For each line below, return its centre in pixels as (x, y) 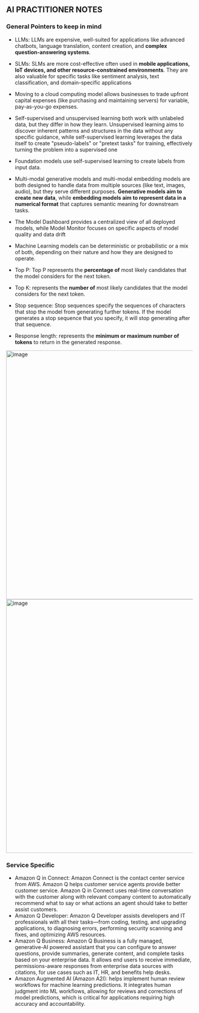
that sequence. (33, 324)
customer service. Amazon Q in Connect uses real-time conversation (99, 890)
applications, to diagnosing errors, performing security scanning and (99, 928)
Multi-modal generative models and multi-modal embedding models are (102, 179)
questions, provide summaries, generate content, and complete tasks (99, 953)
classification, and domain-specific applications (73, 82)
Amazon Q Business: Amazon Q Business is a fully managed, (89, 941)
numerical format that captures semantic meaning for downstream (97, 204)
